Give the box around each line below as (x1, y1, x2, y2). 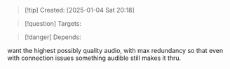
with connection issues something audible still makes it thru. (7, 54, 182, 62)
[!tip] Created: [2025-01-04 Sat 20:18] (24, 6, 135, 14)
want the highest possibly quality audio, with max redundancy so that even (7, 47, 224, 54)
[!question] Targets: (24, 20, 82, 27)
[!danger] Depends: (24, 33, 81, 41)
